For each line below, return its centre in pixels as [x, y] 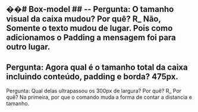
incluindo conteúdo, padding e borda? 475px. [92, 77]
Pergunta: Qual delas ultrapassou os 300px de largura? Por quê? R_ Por [94, 91]
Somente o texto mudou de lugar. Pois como [89, 28]
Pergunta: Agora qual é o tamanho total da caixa [97, 67]
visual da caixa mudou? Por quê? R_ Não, [84, 19]
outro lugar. [28, 47]
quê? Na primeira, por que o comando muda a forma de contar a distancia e [99, 97]
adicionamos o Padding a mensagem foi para [91, 38]
